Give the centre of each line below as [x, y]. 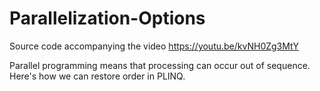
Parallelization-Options [107, 18]
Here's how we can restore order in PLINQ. [97, 76]
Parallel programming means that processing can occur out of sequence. [160, 65]
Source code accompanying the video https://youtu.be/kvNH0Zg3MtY [154, 46]
